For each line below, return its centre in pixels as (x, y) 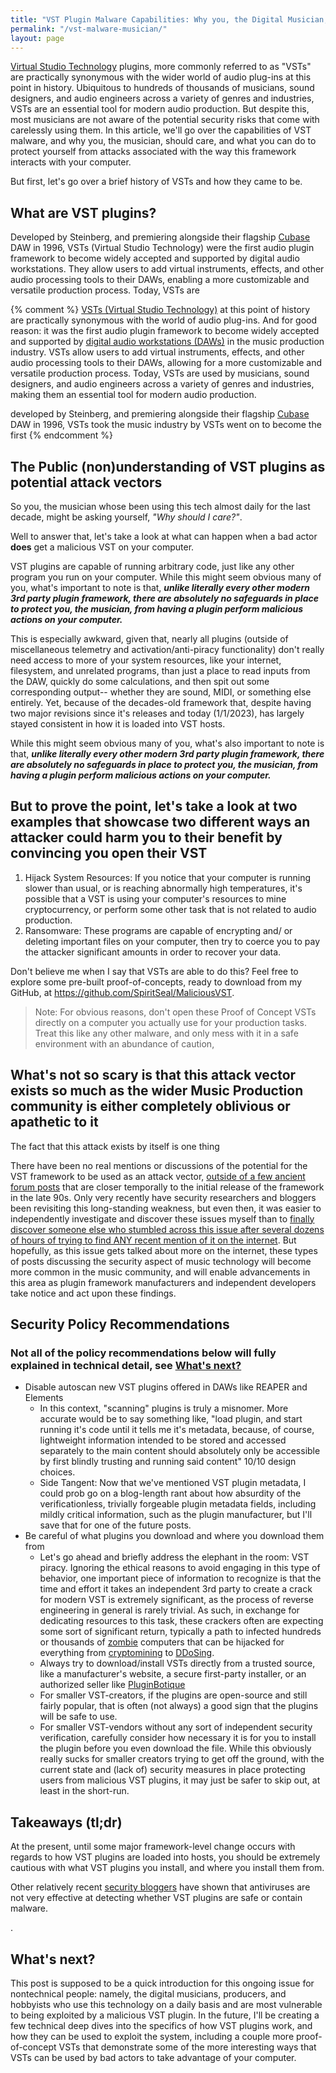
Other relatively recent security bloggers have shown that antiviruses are (160, 1887)
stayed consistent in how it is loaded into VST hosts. (118, 724)
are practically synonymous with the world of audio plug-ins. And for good (164, 320)
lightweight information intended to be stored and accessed (163, 1440)
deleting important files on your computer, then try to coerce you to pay (172, 941)
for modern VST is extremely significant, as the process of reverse (177, 1600)
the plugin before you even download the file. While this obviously (175, 1748)
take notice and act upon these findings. (93, 1293)
